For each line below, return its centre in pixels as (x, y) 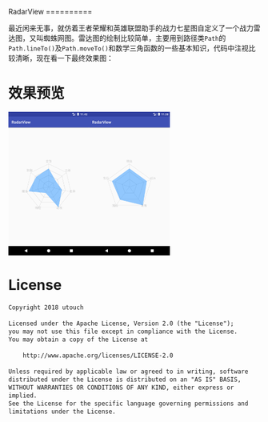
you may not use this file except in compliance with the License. (123, 332)
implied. (23, 396)
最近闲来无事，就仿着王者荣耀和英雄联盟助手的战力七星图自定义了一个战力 (131, 28)
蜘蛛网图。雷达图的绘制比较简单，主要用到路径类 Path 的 (134, 38)
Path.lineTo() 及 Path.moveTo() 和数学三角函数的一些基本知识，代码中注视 (129, 48)
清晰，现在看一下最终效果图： (64, 58)
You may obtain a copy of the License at (78, 340)
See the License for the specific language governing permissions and (128, 404)
